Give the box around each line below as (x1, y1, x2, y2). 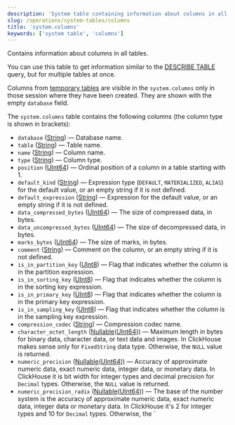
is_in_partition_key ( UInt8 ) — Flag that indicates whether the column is (17, 261, 228, 269)
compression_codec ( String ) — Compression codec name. (17, 320, 182, 329)
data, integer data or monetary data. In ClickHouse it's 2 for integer (17, 402, 212, 411)
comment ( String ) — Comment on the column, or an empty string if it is (17, 245, 218, 254)
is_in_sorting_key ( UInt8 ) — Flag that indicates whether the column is (17, 275, 222, 284)
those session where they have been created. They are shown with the (7, 91, 212, 100)
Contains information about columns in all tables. (7, 49, 149, 58)
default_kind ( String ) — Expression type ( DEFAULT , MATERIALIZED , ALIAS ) (17, 178, 224, 187)
